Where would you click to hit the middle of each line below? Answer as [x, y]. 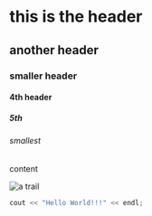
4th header [31, 98]
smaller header [43, 76]
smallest [25, 141]
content [24, 168]
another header [54, 50]
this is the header [76, 17]
